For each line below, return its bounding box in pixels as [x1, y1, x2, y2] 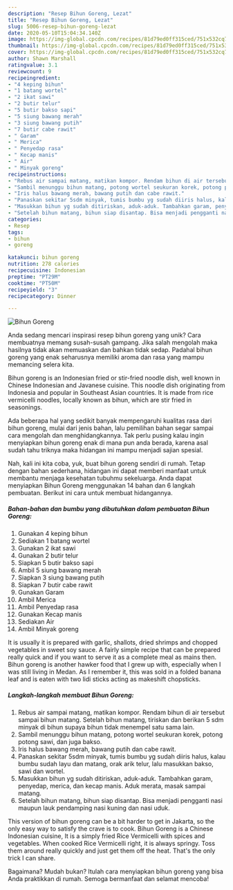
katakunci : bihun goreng [8, 254, 80, 261]
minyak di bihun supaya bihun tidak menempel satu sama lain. [17, 723, 195, 732]
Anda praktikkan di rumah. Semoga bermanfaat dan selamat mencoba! [8, 875, 209, 883]
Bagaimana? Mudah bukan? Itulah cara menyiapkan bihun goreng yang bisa [8, 867, 224, 875]
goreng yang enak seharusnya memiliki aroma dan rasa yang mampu [8, 353, 205, 362]
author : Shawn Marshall [8, 55, 77, 62]
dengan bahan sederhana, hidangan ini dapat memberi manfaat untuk [8, 467, 207, 475]
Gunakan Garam [17, 588, 65, 597]
